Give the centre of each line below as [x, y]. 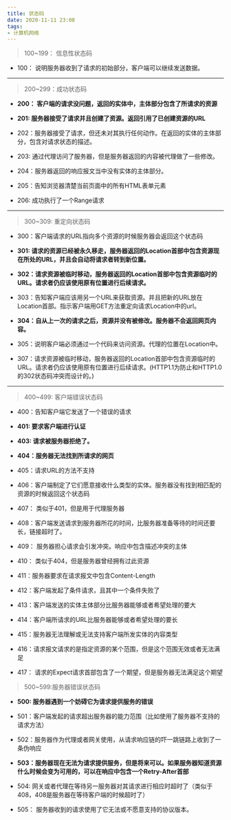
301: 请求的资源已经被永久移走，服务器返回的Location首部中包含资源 [115, 251]
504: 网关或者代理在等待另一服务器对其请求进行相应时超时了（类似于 [115, 786]
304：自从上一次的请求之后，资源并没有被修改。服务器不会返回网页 [113, 321]
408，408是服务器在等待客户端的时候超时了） [83, 795]
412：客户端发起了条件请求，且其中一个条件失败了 [88, 590]
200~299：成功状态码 [55, 89]
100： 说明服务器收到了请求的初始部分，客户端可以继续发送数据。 [110, 68]
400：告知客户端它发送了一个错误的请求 [74, 412]
